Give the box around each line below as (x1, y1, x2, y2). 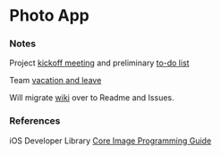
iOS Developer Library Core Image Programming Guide (9, 135, 212, 146)
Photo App (9, 5, 89, 26)
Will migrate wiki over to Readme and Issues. (9, 92, 174, 103)
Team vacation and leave (9, 75, 102, 86)
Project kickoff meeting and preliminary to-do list (9, 57, 190, 68)
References (9, 115, 61, 127)
